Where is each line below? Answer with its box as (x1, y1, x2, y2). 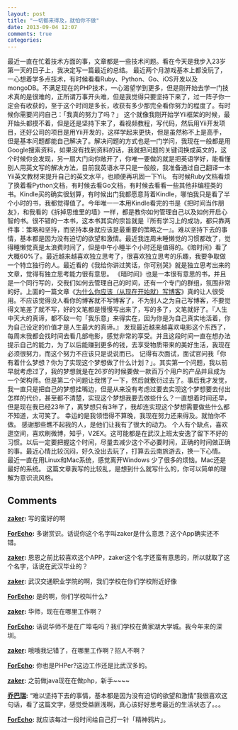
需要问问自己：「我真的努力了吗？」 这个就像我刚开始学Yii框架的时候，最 (19, 111, 230, 119)
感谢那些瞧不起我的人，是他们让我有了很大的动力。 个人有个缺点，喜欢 (21, 420, 228, 429)
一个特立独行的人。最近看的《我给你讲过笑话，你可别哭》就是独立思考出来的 (7, 261, 231, 269)
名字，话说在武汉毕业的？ (13, 561, 89, 571)
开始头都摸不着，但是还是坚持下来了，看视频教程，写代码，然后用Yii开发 (7, 119, 220, 128)
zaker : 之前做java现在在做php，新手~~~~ (7, 676, 130, 685)
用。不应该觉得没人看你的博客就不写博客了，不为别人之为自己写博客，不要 (7, 296, 225, 305)
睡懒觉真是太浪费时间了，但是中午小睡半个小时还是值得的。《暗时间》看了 (13, 243, 228, 252)
